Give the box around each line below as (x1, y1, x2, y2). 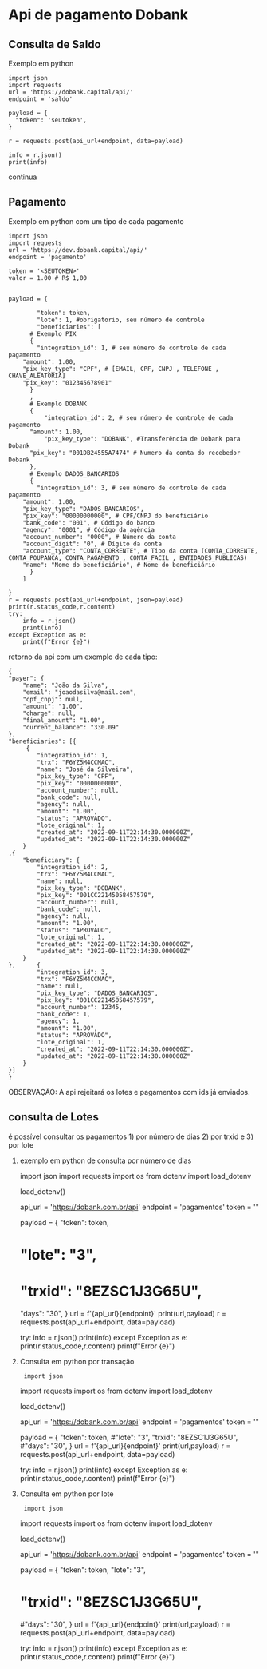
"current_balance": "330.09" (22, 723, 120, 731)
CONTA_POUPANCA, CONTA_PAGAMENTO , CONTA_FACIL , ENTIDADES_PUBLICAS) (8, 553, 248, 561)
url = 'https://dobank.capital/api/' (8, 88, 134, 96)
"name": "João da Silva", (22, 681, 109, 689)
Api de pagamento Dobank (8, 6, 189, 24)
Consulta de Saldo (8, 38, 101, 51)
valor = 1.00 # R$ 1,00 (8, 274, 88, 281)
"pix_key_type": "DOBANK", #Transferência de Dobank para (43, 434, 241, 443)
